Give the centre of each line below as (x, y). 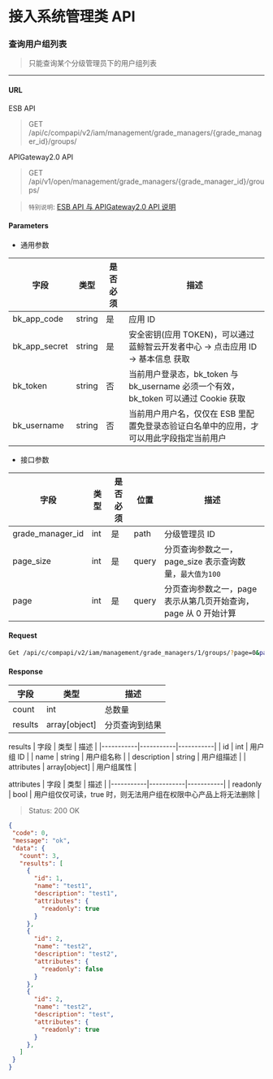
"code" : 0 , (30, 834)
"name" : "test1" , (63, 886)
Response (26, 671)
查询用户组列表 (38, 44)
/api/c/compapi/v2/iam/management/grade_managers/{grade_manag (145, 132)
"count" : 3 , (39, 856)
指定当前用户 (202, 438)
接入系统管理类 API (72, 17)
